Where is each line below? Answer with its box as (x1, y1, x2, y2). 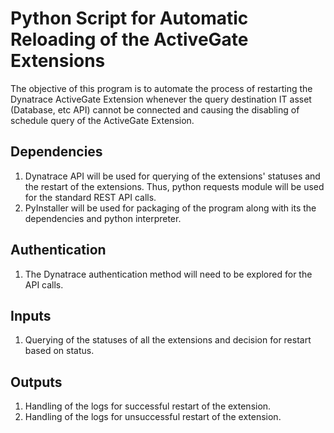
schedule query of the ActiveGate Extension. (10, 114, 195, 126)
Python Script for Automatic (10, 7, 249, 30)
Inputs (10, 307, 52, 324)
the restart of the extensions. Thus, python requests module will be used (24, 180, 325, 192)
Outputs (10, 373, 63, 391)
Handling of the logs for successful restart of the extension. (24, 400, 272, 412)
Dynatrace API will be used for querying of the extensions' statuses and (24, 170, 321, 182)
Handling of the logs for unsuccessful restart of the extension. (24, 411, 282, 423)
